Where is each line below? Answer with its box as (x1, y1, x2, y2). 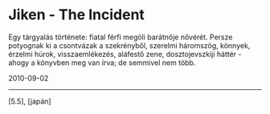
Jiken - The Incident (8, 6, 145, 24)
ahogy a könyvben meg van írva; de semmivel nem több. (8, 58, 196, 67)
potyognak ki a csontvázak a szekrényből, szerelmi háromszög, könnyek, (8, 40, 251, 50)
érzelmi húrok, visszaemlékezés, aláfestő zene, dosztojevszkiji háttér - (8, 49, 242, 59)
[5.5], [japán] (8, 96, 51, 106)
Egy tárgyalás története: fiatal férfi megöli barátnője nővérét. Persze (8, 32, 233, 42)
